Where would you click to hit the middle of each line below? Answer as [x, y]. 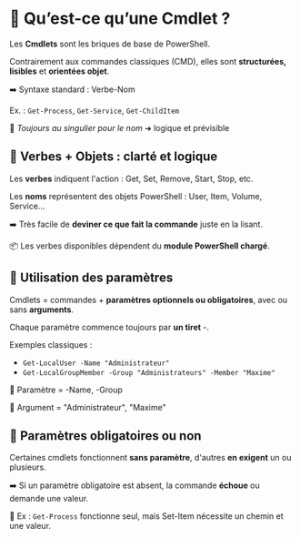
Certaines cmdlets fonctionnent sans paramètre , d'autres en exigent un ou [150, 458]
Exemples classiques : [51, 344]
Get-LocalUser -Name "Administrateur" [96, 363]
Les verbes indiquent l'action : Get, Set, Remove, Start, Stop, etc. [131, 178]
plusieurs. [28, 467]
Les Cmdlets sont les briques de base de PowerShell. [110, 44]
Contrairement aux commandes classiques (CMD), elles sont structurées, [148, 61]
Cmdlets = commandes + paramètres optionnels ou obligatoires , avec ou [149, 299]
